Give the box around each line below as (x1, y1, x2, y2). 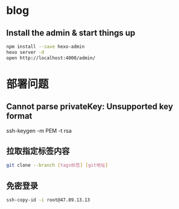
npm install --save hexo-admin (6, 43, 85, 50)
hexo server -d (6, 49, 45, 55)
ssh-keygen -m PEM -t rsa (6, 127, 72, 134)
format (6, 111, 33, 121)
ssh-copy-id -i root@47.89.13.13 (6, 197, 90, 203)
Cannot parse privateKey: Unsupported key (6, 101, 174, 112)
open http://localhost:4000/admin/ (6, 55, 96, 61)
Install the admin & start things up (6, 28, 136, 38)
